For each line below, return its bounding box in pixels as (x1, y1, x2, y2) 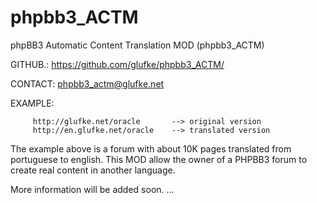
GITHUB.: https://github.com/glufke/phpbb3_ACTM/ (10, 58, 225, 70)
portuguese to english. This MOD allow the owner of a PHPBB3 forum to (10, 153, 308, 165)
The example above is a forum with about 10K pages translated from (10, 142, 292, 155)
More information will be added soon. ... (10, 183, 175, 195)
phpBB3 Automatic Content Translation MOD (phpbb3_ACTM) (10, 39, 265, 51)
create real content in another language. (10, 164, 176, 176)
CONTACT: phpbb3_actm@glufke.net (10, 77, 165, 90)
